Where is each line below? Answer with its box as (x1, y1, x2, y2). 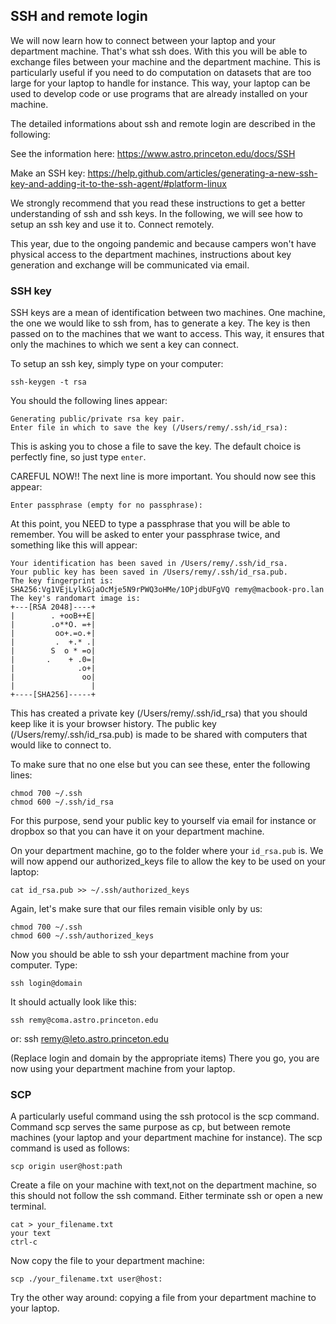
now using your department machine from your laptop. (10, 1063, 236, 1075)
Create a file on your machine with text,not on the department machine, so (10, 1179, 317, 1191)
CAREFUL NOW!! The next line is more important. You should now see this (10, 470, 317, 483)
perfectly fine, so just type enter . (10, 451, 147, 463)
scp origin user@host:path (10, 1162, 123, 1172)
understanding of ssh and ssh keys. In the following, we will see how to (10, 207, 303, 219)
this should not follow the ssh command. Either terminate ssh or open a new (10, 1190, 323, 1202)
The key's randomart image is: (10, 594, 141, 604)
